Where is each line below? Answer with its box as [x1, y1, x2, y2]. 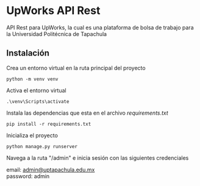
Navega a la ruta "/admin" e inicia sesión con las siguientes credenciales [6, 154, 189, 162]
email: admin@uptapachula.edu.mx [6, 166, 95, 173]
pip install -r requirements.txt [6, 121, 91, 127]
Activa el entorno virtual [6, 87, 66, 94]
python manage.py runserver [6, 143, 78, 149]
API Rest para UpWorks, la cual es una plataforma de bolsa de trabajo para [6, 24, 194, 31]
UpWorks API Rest [6, 4, 101, 18]
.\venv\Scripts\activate [6, 98, 70, 104]
